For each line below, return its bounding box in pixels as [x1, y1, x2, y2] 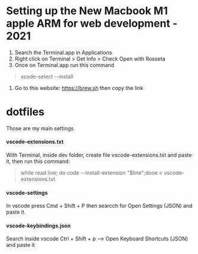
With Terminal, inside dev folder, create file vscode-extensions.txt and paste [6, 152, 192, 159]
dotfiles [6, 105, 45, 119]
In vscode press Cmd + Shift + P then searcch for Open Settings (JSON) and [6, 202, 193, 210]
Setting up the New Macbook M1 [6, 4, 168, 18]
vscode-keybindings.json [6, 222, 71, 229]
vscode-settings [6, 189, 48, 196]
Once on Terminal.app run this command [14, 61, 115, 69]
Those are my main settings [6, 124, 74, 131]
